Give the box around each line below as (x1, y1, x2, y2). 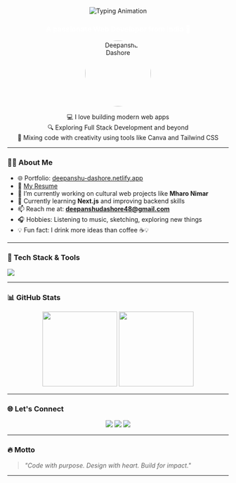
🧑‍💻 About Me (7, 158, 53, 168)
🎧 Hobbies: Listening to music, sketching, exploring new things (17, 215, 202, 223)
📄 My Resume (17, 182, 58, 190)
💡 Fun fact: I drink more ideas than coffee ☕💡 (17, 225, 150, 234)
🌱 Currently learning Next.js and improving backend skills (17, 196, 185, 205)
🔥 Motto (7, 445, 35, 455)
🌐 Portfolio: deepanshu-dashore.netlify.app (17, 173, 143, 182)
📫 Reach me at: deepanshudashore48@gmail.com (17, 204, 170, 213)
